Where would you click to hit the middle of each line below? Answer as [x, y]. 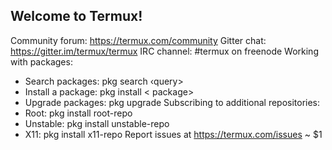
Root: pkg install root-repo [78, 113]
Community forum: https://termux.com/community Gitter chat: [138, 40]
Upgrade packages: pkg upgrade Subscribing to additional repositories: [172, 102]
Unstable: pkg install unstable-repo [97, 123]
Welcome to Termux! [76, 16]
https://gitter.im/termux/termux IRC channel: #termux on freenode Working [164, 51]
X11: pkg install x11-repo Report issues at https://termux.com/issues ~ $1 [173, 134]
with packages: [41, 61]
